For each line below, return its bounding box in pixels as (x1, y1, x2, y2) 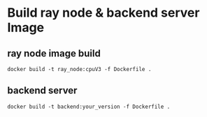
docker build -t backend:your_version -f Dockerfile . (7, 103, 171, 110)
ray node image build (7, 47, 101, 59)
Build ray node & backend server (7, 5, 200, 21)
